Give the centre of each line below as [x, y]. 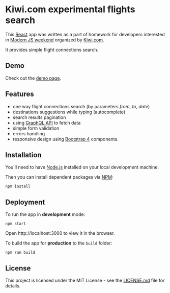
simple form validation [36, 128]
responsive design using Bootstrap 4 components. [65, 139]
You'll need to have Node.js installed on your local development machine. [82, 167]
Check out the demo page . [33, 78]
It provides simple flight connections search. [52, 50]
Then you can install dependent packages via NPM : [59, 177]
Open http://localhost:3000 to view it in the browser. [60, 233]
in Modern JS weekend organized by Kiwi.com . [55, 40]
